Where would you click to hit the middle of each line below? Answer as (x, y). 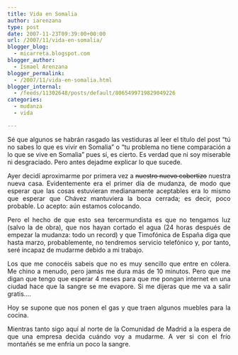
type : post (23, 27)
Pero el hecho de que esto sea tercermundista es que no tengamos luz (119, 219)
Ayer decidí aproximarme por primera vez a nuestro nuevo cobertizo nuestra (119, 175)
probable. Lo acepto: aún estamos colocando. (74, 206)
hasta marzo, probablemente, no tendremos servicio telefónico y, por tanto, (119, 242)
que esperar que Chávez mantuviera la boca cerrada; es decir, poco (119, 198)
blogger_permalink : (36, 73)
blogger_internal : (34, 87)
